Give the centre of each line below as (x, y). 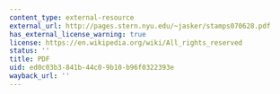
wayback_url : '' (39, 76)
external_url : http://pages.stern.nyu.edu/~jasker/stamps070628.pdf (140, 26)
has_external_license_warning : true (78, 34)
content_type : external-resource (72, 17)
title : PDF (30, 59)
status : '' (30, 51)
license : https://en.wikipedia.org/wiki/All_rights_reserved (126, 43)
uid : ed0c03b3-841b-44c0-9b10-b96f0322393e (92, 68)
